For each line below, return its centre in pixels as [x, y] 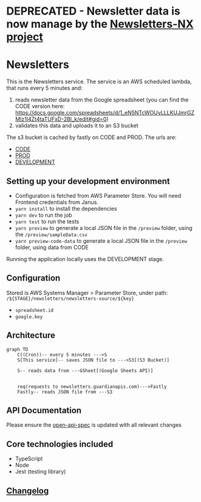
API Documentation [44, 410]
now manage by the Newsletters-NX [100, 24]
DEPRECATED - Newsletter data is [93, 11]
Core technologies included [60, 444]
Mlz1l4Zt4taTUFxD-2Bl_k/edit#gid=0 [61, 119]
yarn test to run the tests [47, 221]
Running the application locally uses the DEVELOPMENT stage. [85, 259]
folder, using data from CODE [52, 247]
